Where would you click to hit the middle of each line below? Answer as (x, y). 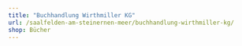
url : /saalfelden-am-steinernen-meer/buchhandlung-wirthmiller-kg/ (121, 23)
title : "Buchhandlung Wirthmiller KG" (72, 15)
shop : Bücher (30, 30)
